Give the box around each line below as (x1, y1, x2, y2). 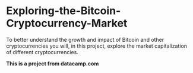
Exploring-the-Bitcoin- (6, 4, 121, 18)
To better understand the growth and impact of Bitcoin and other (6, 36, 164, 43)
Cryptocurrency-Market (6, 16, 128, 30)
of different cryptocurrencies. (6, 48, 79, 55)
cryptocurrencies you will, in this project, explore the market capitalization (6, 42, 188, 49)
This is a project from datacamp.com (6, 60, 99, 67)
